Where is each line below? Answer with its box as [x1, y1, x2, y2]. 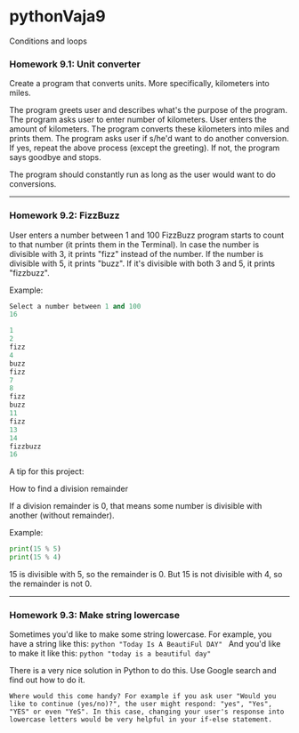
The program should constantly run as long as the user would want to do [9, 169, 276, 180]
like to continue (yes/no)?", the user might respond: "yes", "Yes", [9, 700, 273, 709]
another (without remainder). [9, 510, 115, 521]
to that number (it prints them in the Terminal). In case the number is [9, 238, 260, 250]
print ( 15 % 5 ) [9, 544, 62, 553]
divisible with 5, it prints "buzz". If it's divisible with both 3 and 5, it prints [9, 258, 276, 269]
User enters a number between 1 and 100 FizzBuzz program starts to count [9, 230, 285, 240]
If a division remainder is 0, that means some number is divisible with [9, 501, 263, 511]
